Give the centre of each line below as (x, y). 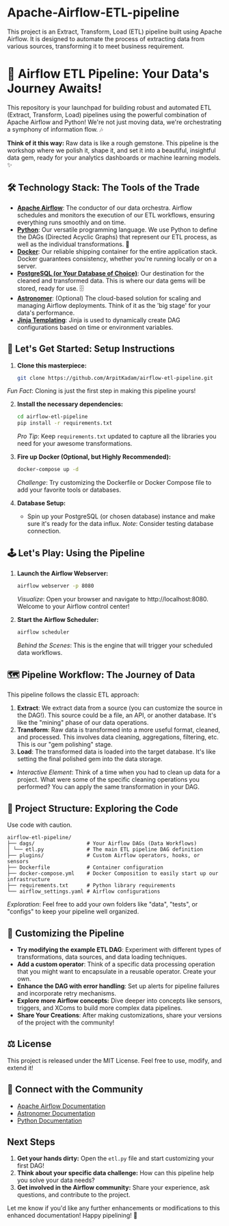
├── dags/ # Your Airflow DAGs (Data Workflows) (102, 844)
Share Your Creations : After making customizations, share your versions (119, 1015)
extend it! (21, 1068)
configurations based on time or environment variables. (95, 327)
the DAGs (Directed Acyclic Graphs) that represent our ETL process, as (117, 237)
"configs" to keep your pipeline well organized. (73, 912)
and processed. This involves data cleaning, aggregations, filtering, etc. (118, 737)
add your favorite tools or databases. (69, 490)
